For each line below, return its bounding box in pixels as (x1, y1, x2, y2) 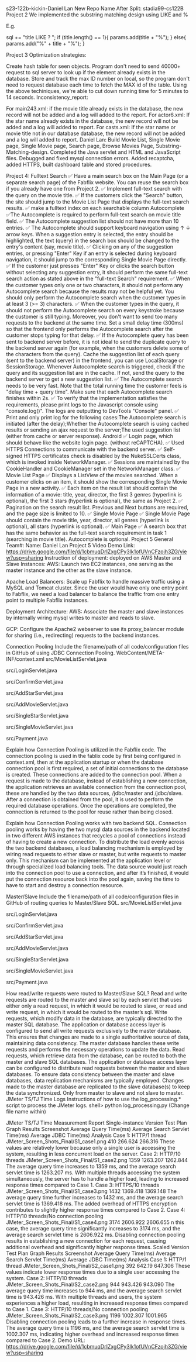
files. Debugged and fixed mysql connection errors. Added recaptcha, (6, 155, 175, 161)
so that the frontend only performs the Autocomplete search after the (6, 326, 173, 332)
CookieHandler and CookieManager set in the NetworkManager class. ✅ (6, 465, 181, 472)
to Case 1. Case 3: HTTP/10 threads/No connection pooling (6, 1306, 148, 1312)
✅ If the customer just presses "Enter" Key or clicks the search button (6, 263, 174, 269)
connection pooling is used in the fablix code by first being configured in (6, 753, 181, 759)
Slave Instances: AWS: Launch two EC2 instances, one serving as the (6, 561, 174, 567)
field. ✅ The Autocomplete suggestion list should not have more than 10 (6, 218, 179, 225)
